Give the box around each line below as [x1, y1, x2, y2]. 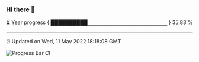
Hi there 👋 [6, 5, 36, 13]
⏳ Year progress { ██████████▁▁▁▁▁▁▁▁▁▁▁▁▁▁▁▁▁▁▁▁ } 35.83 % [6, 19, 193, 26]
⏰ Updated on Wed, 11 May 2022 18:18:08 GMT [6, 38, 121, 45]
